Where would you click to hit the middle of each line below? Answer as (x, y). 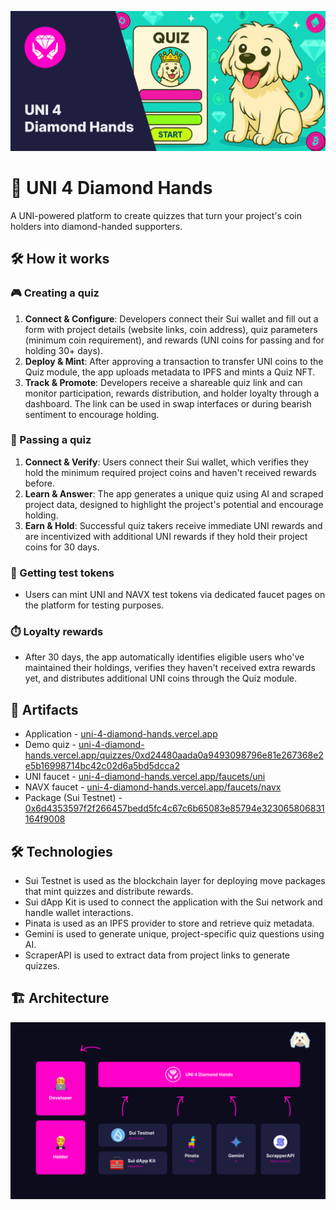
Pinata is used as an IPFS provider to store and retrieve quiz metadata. (169, 923)
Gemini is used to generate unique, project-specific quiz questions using (174, 934)
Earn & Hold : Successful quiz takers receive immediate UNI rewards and (173, 525)
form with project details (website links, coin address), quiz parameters (171, 329)
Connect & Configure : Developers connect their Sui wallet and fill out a (171, 318)
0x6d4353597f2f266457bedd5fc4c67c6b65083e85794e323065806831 (174, 808)
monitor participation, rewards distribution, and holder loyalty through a (172, 393)
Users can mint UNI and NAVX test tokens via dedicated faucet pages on (175, 595)
